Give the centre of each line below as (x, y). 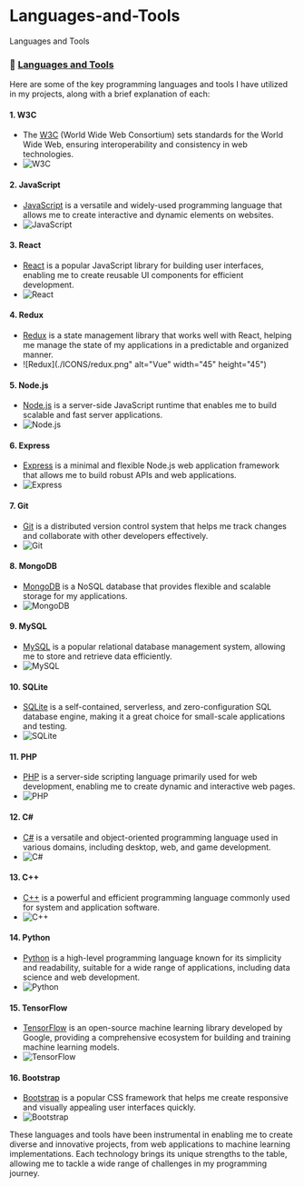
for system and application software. (91, 907)
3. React (25, 245)
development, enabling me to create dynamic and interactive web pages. (159, 786)
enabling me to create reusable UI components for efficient (133, 274)
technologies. (48, 155)
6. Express (30, 445)
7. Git (19, 506)
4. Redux (26, 315)
